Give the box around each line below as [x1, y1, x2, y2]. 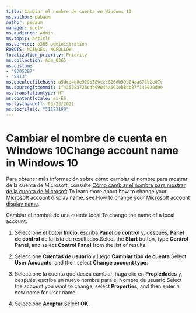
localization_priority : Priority [6, 52, 87, 58]
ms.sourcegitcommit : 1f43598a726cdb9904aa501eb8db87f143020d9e [6, 85, 163, 91]
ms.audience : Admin [6, 30, 54, 36]
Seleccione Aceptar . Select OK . [14, 300, 90, 307]
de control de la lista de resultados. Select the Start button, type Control [14, 235, 188, 242]
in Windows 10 [6, 156, 79, 169]
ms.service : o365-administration [6, 41, 87, 47]
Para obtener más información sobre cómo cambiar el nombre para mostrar [6, 176, 188, 183]
